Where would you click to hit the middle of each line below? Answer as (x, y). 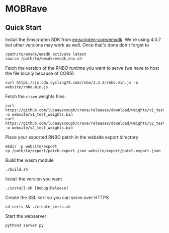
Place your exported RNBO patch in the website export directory (72, 137)
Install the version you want (34, 179)
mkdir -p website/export (31, 147)
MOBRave (26, 9)
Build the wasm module (29, 160)
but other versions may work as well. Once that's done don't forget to (77, 45)
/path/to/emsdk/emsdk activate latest (46, 54)
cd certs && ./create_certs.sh (38, 207)
